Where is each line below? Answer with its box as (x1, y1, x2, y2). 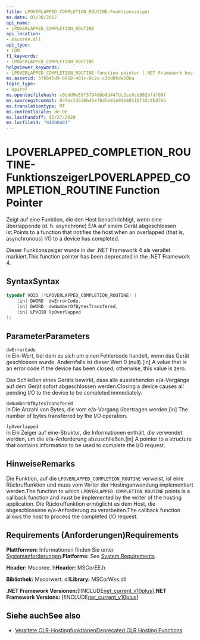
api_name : (6, 20, 31, 26)
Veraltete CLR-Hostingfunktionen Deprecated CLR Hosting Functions (14, 626, 183, 633)
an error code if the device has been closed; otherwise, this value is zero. (6, 365, 186, 372)
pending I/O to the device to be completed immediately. (6, 389, 143, 396)
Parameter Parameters (6, 331, 90, 341)
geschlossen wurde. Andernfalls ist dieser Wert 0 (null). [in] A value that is (6, 359, 187, 366)
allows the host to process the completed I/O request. (6, 513, 138, 520)
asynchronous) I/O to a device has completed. (6, 235, 120, 242)
